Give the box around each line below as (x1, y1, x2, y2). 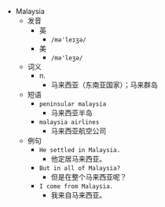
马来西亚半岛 (50, 108, 93, 117)
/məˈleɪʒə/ (50, 36, 86, 44)
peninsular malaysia (38, 100, 107, 108)
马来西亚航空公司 (50, 126, 107, 136)
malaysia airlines (38, 118, 100, 126)
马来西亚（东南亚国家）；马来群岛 (50, 80, 159, 89)
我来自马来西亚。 (50, 191, 107, 199)
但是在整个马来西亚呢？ (50, 172, 127, 181)
